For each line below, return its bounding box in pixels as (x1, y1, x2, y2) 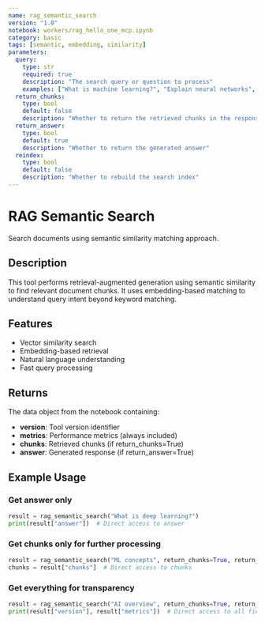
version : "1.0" (8, 19, 58, 27)
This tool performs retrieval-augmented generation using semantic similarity (8, 278, 256, 287)
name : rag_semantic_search (8, 11, 97, 20)
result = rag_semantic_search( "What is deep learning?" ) (8, 512, 200, 520)
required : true (22, 70, 73, 78)
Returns (8, 386, 49, 399)
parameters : (8, 48, 47, 56)
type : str (22, 63, 55, 71)
